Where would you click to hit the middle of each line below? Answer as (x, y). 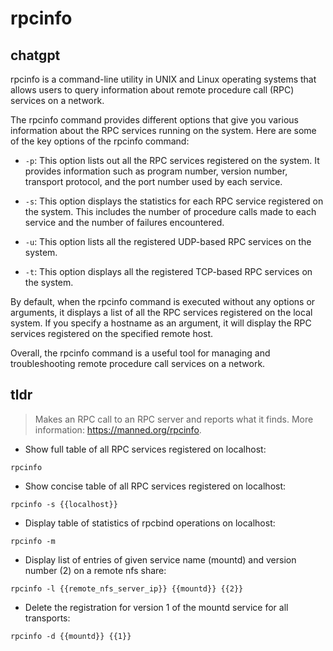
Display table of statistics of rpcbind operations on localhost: (150, 523)
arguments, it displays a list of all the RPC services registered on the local (161, 312)
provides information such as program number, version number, (156, 171)
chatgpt (35, 55)
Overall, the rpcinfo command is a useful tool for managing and (140, 353)
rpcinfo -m (33, 541)
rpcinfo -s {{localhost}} (64, 504)
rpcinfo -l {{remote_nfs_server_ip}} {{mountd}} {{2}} (127, 588)
